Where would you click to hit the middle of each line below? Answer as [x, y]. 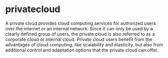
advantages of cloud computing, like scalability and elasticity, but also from [84, 44]
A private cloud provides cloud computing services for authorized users [81, 23]
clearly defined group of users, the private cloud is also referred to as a [80, 34]
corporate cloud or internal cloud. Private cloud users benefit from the [79, 39]
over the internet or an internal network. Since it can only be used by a [79, 28]
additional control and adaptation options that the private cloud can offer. [82, 50]
